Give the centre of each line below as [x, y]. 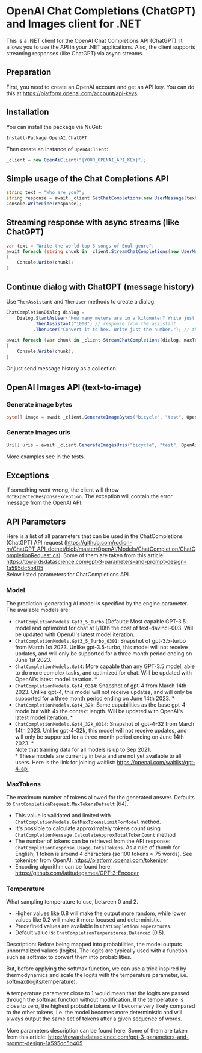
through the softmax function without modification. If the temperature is [95, 1000]
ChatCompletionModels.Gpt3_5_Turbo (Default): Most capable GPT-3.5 [100, 621]
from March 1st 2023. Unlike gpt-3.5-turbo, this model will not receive [101, 647]
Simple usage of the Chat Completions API [87, 179]
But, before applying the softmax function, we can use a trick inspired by [96, 969]
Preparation [29, 73]
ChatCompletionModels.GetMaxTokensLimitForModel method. [88, 822]
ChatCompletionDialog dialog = [45, 312]
